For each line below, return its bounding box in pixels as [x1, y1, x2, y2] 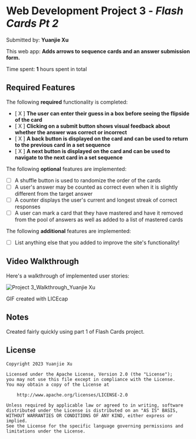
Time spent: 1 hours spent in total [6, 65, 87, 72]
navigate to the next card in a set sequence [14, 154, 123, 161]
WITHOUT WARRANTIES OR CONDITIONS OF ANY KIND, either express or [6, 412, 173, 418]
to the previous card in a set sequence [14, 141, 111, 149]
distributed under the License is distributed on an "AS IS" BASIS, [6, 407, 178, 414]
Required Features [6, 83, 76, 93]
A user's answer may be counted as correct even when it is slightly [14, 183, 178, 191]
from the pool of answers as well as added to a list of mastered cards [14, 216, 184, 223]
